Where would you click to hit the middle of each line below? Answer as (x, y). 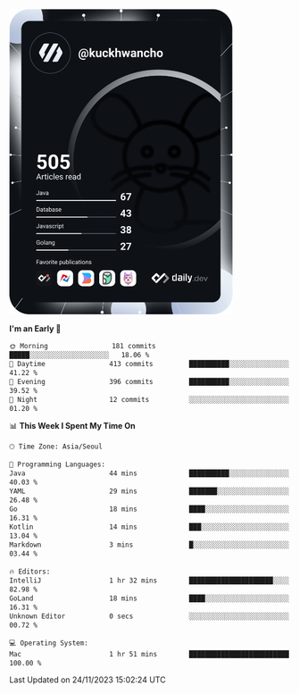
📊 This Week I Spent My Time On (72, 425)
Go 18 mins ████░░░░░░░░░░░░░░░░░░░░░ (149, 509)
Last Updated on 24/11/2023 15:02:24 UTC (88, 680)
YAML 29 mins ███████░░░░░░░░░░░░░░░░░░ (149, 491)
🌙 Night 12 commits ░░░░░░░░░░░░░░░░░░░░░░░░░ (149, 399)
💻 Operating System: (49, 643)
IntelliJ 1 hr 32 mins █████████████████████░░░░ (149, 581)
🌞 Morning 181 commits (83, 346)
